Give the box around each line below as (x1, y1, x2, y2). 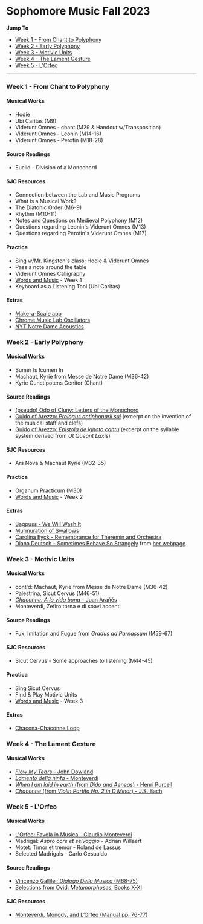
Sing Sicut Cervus (14, 685, 60, 692)
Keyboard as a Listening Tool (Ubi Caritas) (14, 282, 121, 290)
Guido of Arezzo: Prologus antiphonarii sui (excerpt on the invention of (14, 413, 192, 420)
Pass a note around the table (14, 263, 87, 270)
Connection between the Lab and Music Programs (14, 191, 141, 198)
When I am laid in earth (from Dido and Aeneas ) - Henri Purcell (14, 781, 173, 788)
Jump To (6, 24, 29, 31)
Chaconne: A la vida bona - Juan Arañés (14, 596, 117, 603)
